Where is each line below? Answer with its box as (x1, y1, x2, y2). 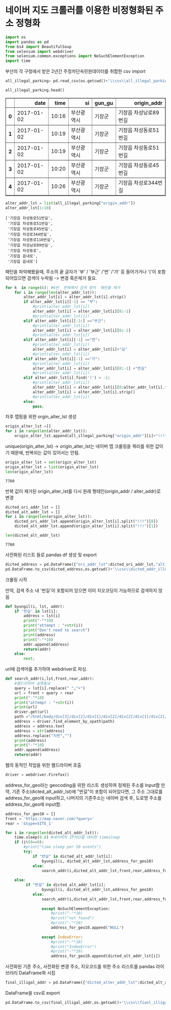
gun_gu (94, 99, 113, 106)
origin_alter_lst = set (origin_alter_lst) (5, 460, 97, 465)
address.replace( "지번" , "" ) (14, 733, 72, 738)
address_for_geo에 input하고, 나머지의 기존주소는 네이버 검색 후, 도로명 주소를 (5, 795, 162, 801)
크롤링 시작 (5, 576, 27, 583)
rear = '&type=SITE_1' (5, 821, 53, 826)
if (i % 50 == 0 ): (14, 839, 44, 845)
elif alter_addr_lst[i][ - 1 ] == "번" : (23, 338, 100, 343)
